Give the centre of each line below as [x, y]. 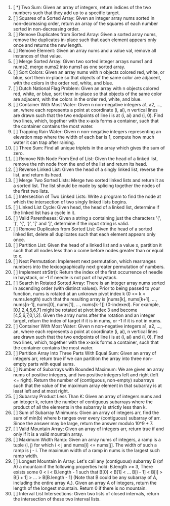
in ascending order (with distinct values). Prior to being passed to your [87, 288]
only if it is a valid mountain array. [48, 434]
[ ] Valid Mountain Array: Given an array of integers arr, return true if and [88, 429]
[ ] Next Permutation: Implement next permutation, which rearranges [84, 261]
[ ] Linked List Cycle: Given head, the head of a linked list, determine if [86, 207]
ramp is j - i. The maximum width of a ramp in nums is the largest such [86, 450]
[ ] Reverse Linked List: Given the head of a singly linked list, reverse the [88, 169]
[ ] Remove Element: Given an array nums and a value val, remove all [84, 51]
